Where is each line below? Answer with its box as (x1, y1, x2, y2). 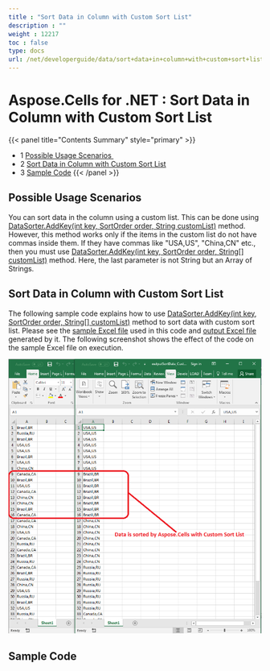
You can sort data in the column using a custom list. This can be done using (8, 212, 260, 222)
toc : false (8, 39, 48, 47)
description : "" (8, 21, 67, 30)
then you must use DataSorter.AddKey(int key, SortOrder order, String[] (8, 246, 244, 256)
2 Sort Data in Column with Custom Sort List (19, 159, 166, 168)
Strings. (8, 263, 35, 273)
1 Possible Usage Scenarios (19, 150, 112, 160)
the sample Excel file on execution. (8, 342, 124, 352)
